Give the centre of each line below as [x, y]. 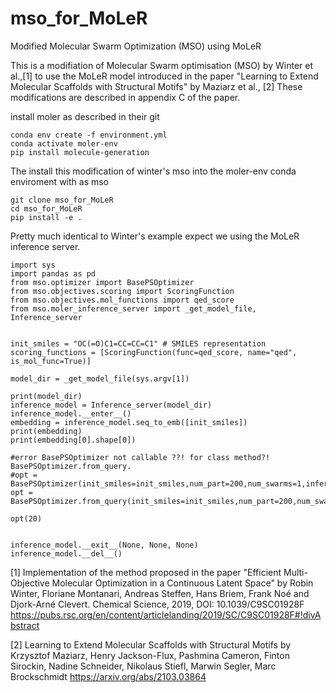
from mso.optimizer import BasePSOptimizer [102, 282]
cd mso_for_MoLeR [46, 208]
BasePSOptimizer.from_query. [71, 466]
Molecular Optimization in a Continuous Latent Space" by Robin [182, 583]
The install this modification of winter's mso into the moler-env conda [153, 171]
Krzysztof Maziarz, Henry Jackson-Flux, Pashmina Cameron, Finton [150, 655]
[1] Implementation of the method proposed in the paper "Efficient [146, 572]
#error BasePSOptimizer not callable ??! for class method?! [140, 457]
